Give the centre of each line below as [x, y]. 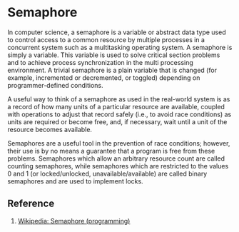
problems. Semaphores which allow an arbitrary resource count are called [116, 158]
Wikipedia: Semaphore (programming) [74, 221]
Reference [31, 204]
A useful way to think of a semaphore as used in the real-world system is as [119, 99]
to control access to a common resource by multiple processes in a [106, 39]
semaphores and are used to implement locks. [76, 181]
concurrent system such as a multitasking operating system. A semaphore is [120, 47]
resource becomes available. [50, 129]
